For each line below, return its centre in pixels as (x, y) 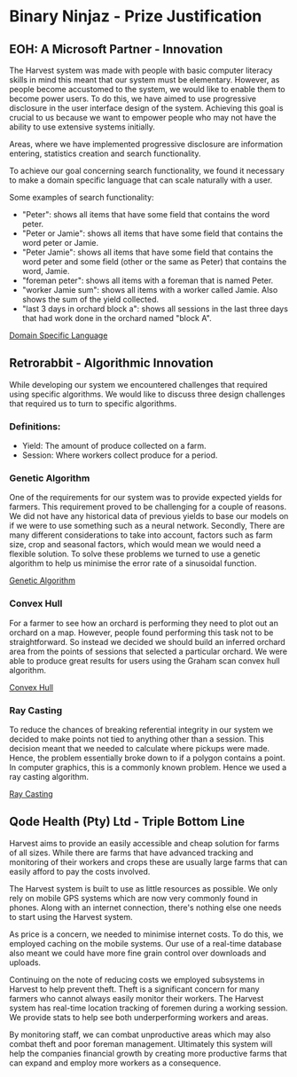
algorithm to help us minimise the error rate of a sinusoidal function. (133, 563)
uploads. (25, 962)
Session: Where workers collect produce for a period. (120, 455)
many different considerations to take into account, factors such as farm (141, 535)
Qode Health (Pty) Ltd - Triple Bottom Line (127, 822)
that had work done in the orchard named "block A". (117, 318)
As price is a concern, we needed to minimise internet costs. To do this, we (146, 934)
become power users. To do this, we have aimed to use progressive (133, 98)
